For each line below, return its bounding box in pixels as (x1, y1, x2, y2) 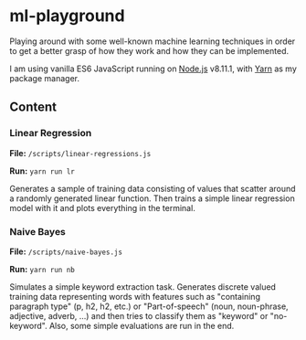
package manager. (9, 72, 80, 83)
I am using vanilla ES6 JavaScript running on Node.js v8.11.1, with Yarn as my (9, 63, 297, 74)
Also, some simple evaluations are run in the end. (48, 320, 235, 331)
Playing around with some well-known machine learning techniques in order (9, 36, 296, 47)
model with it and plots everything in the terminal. (9, 202, 196, 213)
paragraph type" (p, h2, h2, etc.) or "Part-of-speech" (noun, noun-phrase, (9, 301, 290, 312)
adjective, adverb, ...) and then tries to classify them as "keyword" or (9, 310, 269, 321)
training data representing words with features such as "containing (9, 291, 260, 302)
